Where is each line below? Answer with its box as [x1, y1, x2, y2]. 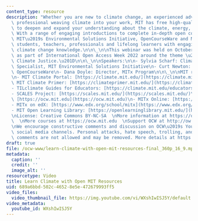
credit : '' [11, 162, 38, 168]
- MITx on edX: [11, 101, 49, 108]
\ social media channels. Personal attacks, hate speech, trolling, [11, 129, 183, 136]
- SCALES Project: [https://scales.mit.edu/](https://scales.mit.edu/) [11, 91, 192, 97]
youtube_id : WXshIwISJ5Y [11, 206, 72, 212]
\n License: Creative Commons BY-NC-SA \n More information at [11, 113, 167, 118]
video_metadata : [6, 200, 46, 206]
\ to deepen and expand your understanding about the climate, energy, [11, 25, 192, 31]
